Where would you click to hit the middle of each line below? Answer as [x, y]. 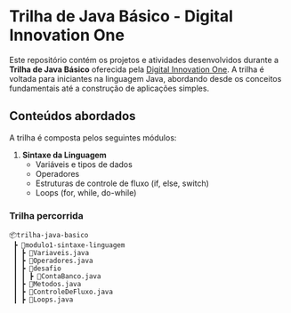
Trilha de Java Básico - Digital [121, 16]
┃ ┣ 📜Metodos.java [47, 285]
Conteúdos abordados [73, 116]
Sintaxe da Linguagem [64, 155]
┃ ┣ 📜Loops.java [43, 300]
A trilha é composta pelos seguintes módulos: [93, 137]
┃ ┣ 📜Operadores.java [53, 261]
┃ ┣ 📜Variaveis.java [51, 253]
